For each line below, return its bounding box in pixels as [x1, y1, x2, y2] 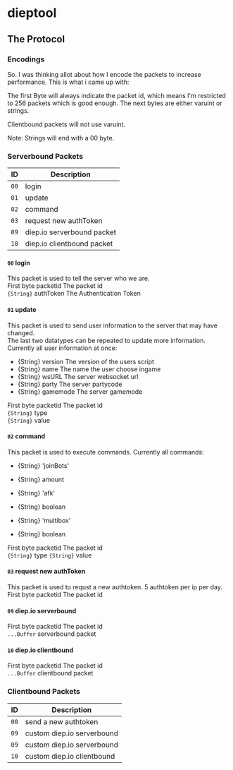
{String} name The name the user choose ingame [17, 365, 161, 373]
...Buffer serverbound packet [7, 630, 96, 638]
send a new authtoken [25, 716, 99, 726]
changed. [7, 328, 35, 337]
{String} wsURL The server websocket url [17, 372, 139, 380]
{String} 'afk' [17, 488, 56, 497]
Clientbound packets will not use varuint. [7, 120, 125, 128]
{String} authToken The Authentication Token [7, 289, 141, 298]
